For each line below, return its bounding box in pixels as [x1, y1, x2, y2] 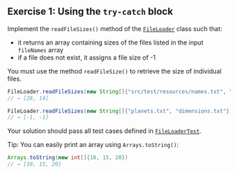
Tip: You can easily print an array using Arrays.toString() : [7, 141, 179, 149]
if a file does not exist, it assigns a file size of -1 [17, 53, 156, 62]
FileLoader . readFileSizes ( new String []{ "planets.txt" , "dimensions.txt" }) [7, 108, 233, 115]
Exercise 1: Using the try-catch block [7, 6, 174, 18]
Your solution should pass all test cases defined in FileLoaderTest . [7, 127, 202, 135]
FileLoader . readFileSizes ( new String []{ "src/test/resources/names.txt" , [7, 88, 227, 95]
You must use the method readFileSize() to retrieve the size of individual [7, 66, 222, 75]
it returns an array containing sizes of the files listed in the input [17, 38, 204, 47]
